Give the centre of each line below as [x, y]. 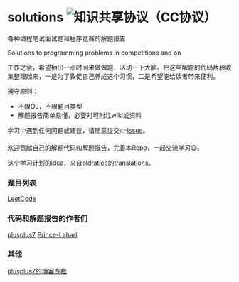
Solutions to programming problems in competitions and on [94, 53]
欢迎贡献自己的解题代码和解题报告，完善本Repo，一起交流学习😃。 [106, 147]
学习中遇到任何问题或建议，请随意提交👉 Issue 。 [78, 130]
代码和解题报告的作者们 [47, 219]
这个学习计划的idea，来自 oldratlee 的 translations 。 [81, 163]
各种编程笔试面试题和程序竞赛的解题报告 [67, 38]
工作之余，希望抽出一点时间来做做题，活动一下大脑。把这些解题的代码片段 [116, 67]
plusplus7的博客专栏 [37, 271]
